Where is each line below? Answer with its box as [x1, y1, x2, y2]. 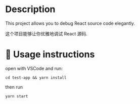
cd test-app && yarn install [5, 75, 67, 80]
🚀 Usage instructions [5, 49, 95, 60]
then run [5, 84, 23, 90]
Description [5, 4, 56, 15]
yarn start [5, 93, 28, 99]
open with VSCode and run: [5, 65, 63, 71]
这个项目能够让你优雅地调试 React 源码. [5, 30, 87, 36]
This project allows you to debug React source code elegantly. [5, 20, 135, 26]
